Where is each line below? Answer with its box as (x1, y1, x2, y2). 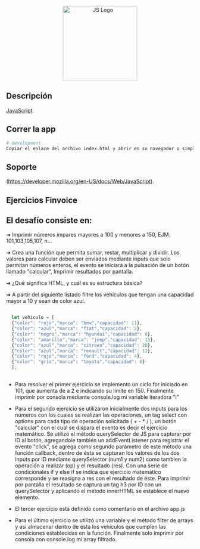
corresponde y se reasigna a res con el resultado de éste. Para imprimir (14, 474, 191, 482)
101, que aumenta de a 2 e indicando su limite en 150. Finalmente (14, 387, 174, 394)
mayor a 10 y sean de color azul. (6, 297, 86, 305)
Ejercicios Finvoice (6, 195, 78, 205)
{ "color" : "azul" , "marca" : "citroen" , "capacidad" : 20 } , (11, 342, 153, 348)
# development (6, 140, 42, 146)
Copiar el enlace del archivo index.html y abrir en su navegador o (6, 145, 180, 151)
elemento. (14, 494, 40, 501)
